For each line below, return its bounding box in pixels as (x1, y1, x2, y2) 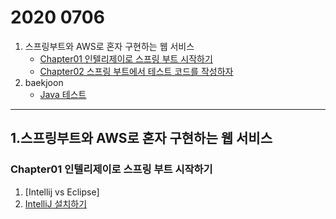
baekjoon (24, 76, 64, 88)
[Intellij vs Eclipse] (24, 186, 100, 198)
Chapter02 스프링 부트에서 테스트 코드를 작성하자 (39, 65, 234, 77)
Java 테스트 (39, 88, 87, 100)
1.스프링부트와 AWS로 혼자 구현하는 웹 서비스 (10, 130, 273, 147)
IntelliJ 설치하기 (24, 197, 88, 210)
